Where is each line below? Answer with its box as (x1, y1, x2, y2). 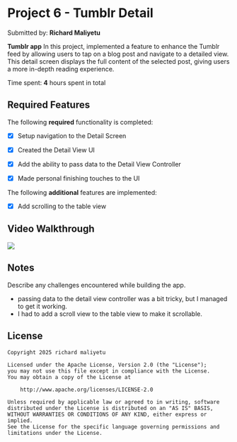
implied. (7, 416, 33, 424)
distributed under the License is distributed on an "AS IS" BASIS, (7, 404, 214, 412)
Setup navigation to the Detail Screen (17, 131, 127, 140)
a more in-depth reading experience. (7, 64, 115, 73)
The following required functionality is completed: (7, 118, 154, 126)
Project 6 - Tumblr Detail (7, 5, 154, 21)
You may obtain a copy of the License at (7, 373, 132, 380)
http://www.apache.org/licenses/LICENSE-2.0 (20, 386, 154, 393)
